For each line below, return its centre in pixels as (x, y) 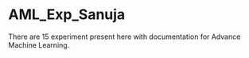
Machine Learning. (39, 44)
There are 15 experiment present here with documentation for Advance (124, 37)
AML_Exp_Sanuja (67, 15)
